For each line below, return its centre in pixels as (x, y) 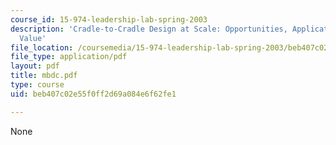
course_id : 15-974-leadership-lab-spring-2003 (109, 19)
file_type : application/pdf (69, 57)
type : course (37, 85)
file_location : (42, 47)
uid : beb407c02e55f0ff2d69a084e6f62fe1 (93, 94)
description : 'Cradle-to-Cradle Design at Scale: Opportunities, (149, 29)
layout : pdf (35, 66)
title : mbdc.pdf (44, 76)
